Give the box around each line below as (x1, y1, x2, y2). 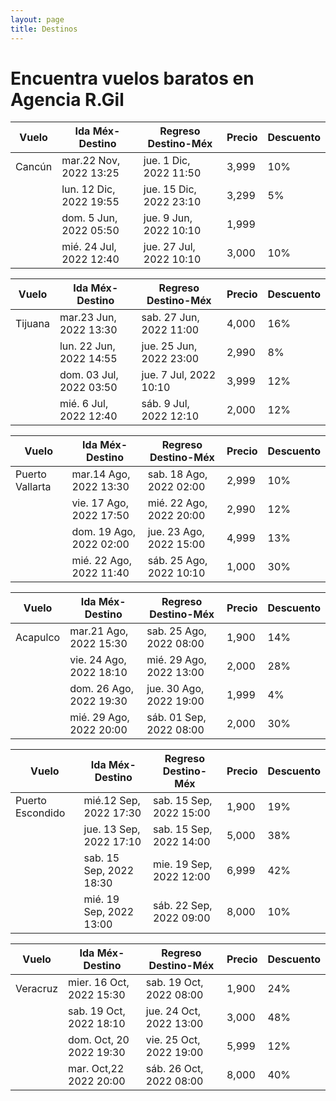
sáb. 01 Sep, (146, 711, 207, 725)
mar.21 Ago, (69, 624, 129, 638)
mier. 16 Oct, (68, 976, 130, 990)
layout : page (10, 14, 65, 25)
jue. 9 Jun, (143, 211, 193, 225)
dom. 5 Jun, (61, 211, 118, 225)
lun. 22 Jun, (59, 339, 116, 353)
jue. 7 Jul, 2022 (141, 368, 217, 382)
